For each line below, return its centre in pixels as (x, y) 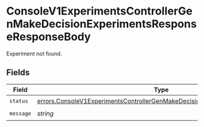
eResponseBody (49, 37)
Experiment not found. (34, 53)
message (20, 114)
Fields (18, 73)
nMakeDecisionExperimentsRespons (102, 24)
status (19, 101)
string (46, 114)
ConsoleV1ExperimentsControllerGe (100, 11)
